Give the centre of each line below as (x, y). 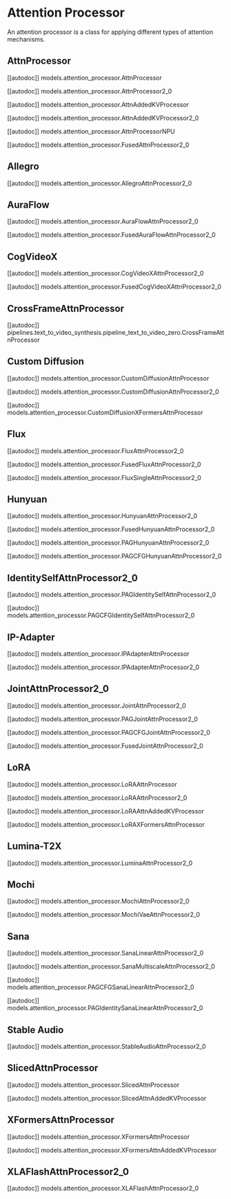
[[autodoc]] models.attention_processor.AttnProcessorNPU (91, 131)
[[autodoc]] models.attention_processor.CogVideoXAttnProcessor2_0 (106, 273)
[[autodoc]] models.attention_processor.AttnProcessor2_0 (90, 91)
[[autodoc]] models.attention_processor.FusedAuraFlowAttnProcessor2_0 (111, 235)
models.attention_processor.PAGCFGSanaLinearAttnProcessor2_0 (101, 987)
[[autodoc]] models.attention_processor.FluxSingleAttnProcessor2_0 (104, 477)
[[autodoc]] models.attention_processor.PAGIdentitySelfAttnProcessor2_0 (112, 595)
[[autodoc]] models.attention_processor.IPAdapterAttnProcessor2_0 (103, 667)
